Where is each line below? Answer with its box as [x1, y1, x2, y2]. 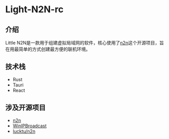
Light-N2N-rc [5, 4, 64, 15]
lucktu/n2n [12, 128, 36, 134]
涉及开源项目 [5, 103, 46, 112]
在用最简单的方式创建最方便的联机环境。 [5, 46, 90, 52]
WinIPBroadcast [12, 123, 47, 129]
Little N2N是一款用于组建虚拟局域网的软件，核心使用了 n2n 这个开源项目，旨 [5, 40, 164, 45]
